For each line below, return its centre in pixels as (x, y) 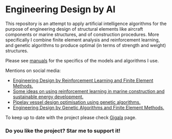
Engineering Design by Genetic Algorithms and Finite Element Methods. (88, 107)
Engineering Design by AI (60, 9)
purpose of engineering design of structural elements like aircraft (74, 29)
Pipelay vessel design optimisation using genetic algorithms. (77, 102)
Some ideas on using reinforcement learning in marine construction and (89, 91)
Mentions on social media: (33, 71)
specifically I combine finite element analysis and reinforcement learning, (83, 40)
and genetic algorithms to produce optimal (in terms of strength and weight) (86, 45)
